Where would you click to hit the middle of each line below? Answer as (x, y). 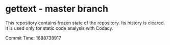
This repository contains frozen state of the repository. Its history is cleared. (85, 23)
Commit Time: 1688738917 (33, 38)
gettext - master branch (57, 9)
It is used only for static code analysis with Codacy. (59, 28)
